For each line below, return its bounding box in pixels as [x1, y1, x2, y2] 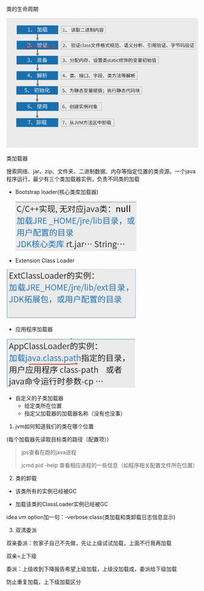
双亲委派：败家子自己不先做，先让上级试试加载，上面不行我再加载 [6, 539, 172, 546]
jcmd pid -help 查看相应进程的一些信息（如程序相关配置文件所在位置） [21, 461, 199, 468]
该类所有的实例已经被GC [15, 487, 77, 495]
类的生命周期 [6, 5, 38, 12]
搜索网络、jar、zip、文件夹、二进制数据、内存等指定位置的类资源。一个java [6, 167, 196, 175]
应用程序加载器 [15, 325, 53, 332]
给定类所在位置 [24, 402, 62, 409]
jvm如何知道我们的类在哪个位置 [15, 423, 94, 430]
